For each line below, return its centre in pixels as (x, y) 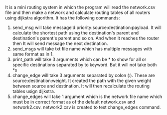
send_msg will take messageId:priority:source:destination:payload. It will (87, 27)
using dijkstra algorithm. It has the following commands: (63, 18)
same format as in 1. (33, 54)
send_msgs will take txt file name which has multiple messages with (82, 49)
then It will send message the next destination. (60, 43)
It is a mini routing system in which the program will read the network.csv (80, 7)
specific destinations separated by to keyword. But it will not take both (84, 65)
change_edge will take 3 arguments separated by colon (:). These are (84, 75)
